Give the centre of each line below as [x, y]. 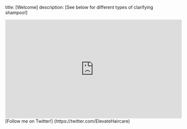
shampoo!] [16, 13]
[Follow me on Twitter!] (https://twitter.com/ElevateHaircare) [68, 121]
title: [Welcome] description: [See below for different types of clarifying [79, 7]
